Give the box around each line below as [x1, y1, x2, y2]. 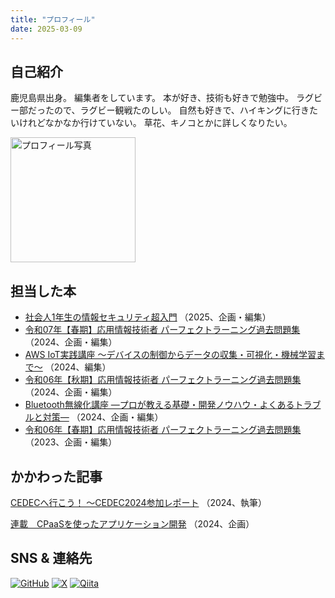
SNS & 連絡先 [10, 550, 93, 567]
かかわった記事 [10, 468, 103, 485]
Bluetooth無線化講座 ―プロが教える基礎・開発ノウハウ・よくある [24, 399, 295, 411]
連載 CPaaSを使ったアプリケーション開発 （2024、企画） [10, 517, 255, 530]
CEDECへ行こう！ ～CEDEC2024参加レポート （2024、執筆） [10, 496, 268, 508]
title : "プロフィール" [10, 14, 96, 25]
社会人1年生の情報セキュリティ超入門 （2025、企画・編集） [24, 311, 272, 323]
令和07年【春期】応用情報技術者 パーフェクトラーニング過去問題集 [24, 324, 301, 336]
